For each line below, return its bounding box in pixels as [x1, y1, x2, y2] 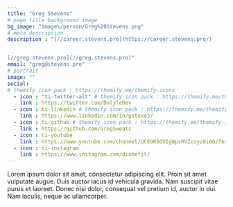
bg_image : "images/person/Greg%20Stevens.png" [7, 23, 144, 30]
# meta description [7, 29, 64, 37]
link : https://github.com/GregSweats [19, 125, 132, 132]
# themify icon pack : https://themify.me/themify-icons [7, 87, 175, 93]
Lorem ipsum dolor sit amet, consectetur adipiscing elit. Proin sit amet [7, 170, 207, 179]
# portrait [7, 67, 39, 74]
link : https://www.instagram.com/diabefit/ [19, 151, 150, 158]
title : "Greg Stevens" [7, 10, 73, 17]
